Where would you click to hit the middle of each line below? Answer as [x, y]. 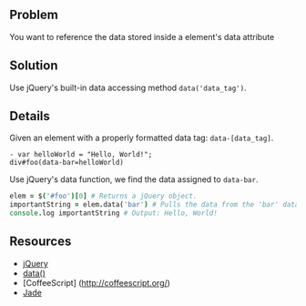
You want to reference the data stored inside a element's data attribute [142, 36]
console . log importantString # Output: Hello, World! [114, 213]
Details [30, 116]
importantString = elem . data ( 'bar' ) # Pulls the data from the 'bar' [144, 205]
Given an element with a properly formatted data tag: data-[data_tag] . [142, 138]
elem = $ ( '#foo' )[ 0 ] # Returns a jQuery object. [103, 196]
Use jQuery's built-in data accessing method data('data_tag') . [128, 87]
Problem [34, 15]
